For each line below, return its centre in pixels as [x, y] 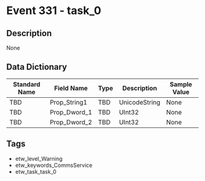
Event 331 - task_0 [54, 11]
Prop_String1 [68, 102]
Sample [181, 84]
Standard [27, 84]
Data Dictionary [37, 67]
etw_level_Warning [39, 158]
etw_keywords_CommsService [54, 165]
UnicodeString [139, 102]
